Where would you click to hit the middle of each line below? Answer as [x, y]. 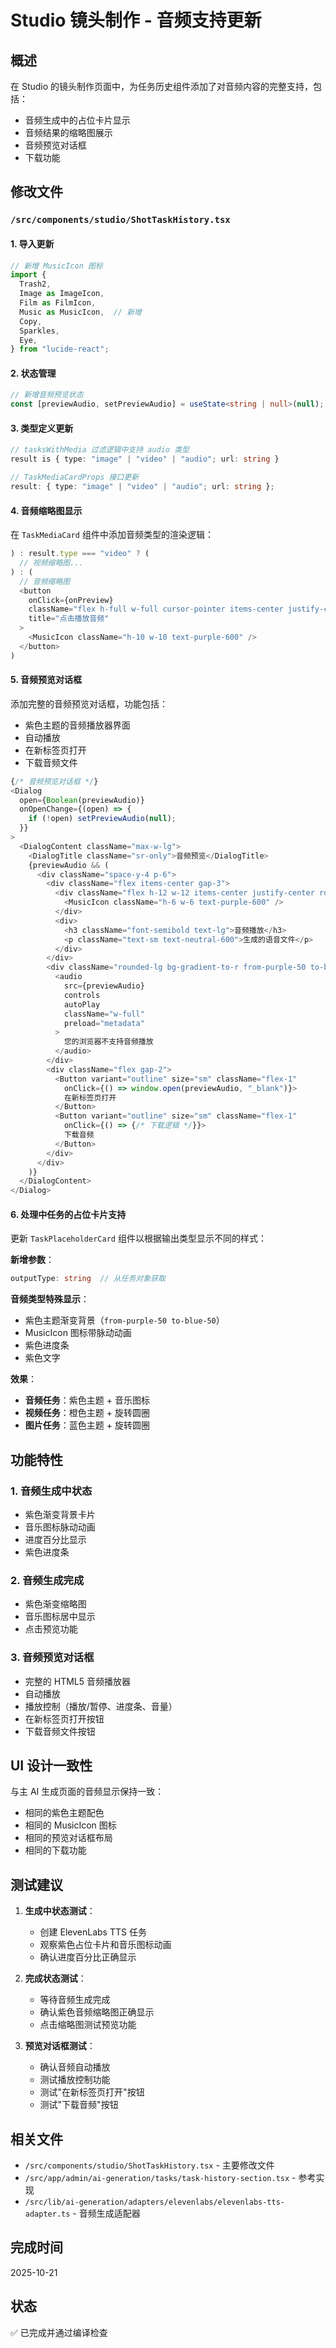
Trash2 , [35, 284]
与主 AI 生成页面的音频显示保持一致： [87, 1792]
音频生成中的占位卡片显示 [77, 120]
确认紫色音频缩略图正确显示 [97, 2012]
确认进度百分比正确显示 [88, 1957]
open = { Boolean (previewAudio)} [82, 800]
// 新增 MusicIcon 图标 [56, 266]
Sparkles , [39, 331]
